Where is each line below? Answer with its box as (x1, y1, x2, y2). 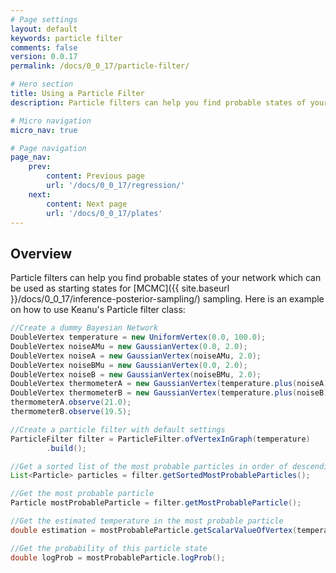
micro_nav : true (10, 125, 78, 135)
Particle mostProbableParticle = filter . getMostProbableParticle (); (10, 498, 302, 508)
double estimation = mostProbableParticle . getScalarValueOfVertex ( (10, 525, 298, 535)
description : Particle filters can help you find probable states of (10, 97, 307, 108)
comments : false (10, 42, 78, 53)
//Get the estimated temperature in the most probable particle (10, 516, 284, 526)
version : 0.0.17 (10, 52, 78, 62)
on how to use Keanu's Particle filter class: (10, 304, 186, 316)
